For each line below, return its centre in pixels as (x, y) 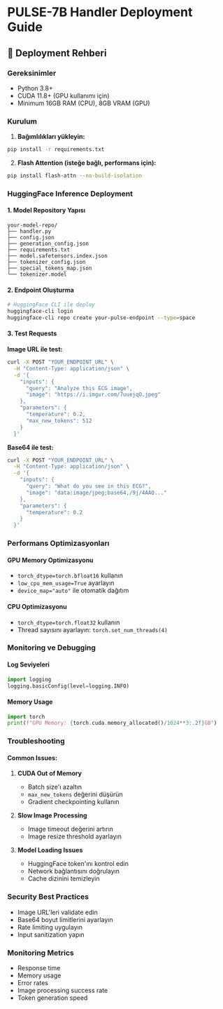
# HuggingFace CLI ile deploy (51, 305)
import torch (26, 716)
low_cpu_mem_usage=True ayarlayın (66, 583)
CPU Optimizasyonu (37, 606)
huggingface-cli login (40, 312)
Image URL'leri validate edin (57, 912)
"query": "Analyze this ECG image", (79, 388)
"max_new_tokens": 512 (59, 421)
